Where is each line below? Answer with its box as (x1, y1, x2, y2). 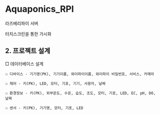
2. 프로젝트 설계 (5, 47, 50, 55)
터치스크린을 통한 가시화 (5, 31, 52, 37)
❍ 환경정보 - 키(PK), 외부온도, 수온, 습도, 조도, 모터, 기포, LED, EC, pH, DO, (5, 90, 156, 96)
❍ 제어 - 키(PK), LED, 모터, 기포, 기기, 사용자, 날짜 (5, 81, 106, 86)
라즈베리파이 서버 (5, 20, 39, 26)
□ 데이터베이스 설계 (5, 61, 43, 67)
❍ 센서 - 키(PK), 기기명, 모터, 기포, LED (5, 105, 83, 111)
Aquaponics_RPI (5, 3, 74, 15)
